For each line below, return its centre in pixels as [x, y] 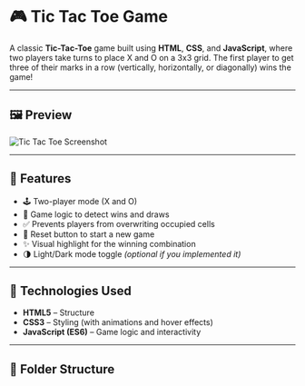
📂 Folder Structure [62, 369]
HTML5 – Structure [59, 312]
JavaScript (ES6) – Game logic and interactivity [112, 332]
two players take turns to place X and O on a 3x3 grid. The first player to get [152, 57]
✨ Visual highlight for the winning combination [109, 243]
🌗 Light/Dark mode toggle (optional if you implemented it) [132, 253]
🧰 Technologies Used [70, 291]
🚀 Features [40, 178]
